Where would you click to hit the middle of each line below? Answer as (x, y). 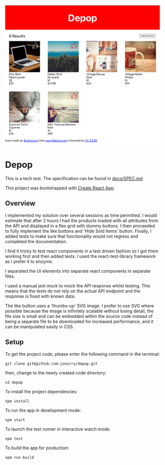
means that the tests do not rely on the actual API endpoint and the (73, 291)
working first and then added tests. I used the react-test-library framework (81, 256)
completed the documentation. (36, 241)
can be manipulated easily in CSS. (40, 326)
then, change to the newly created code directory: (56, 372)
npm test (14, 438)
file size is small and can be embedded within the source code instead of (79, 316)
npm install (17, 401)
